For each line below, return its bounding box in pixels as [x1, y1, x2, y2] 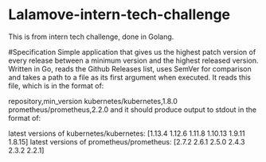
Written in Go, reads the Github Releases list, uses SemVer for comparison [8, 64, 252, 73]
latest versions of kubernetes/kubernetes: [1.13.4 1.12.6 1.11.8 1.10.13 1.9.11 [8, 129, 245, 138]
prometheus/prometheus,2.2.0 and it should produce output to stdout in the [8, 105, 257, 114]
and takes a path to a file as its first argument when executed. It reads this [8, 72, 251, 82]
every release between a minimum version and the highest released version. [8, 56, 259, 65]
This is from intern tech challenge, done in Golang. [8, 32, 174, 41]
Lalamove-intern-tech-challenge [8, 6, 231, 24]
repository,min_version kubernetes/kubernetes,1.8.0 [8, 96, 178, 106]
